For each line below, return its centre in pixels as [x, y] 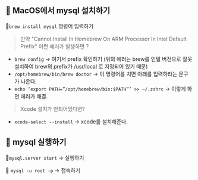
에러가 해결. [34, 96]
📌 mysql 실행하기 [36, 142]
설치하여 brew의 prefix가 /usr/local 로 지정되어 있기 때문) [81, 66]
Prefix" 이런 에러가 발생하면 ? [54, 46]
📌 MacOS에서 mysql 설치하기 [58, 11]
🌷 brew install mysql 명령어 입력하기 [50, 26]
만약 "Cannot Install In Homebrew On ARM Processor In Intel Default [103, 39]
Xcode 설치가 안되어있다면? [53, 108]
